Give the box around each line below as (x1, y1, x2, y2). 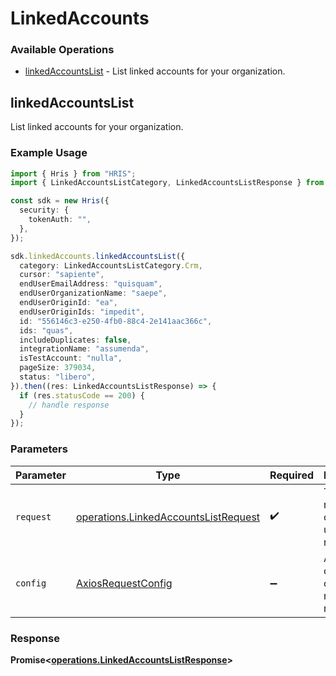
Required (269, 468, 315, 482)
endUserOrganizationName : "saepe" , (19, 288, 168, 299)
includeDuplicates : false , (19, 335, 132, 345)
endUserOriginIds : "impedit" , (19, 307, 145, 317)
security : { (19, 205, 70, 216)
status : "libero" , (19, 372, 97, 382)
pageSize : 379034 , (19, 363, 97, 373)
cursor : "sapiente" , (19, 270, 105, 280)
